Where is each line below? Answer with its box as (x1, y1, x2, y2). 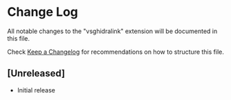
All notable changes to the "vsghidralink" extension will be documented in (7, 27, 218, 35)
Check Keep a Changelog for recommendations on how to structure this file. (7, 48, 225, 56)
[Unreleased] (7, 68, 66, 79)
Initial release (17, 86, 55, 94)
